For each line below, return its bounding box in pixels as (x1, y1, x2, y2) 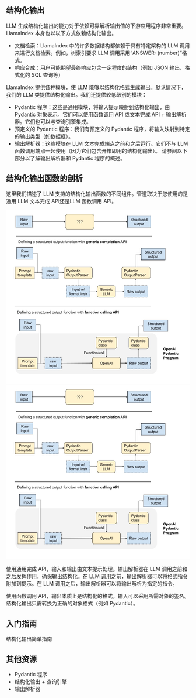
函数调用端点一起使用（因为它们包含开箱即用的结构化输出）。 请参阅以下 (14, 147, 188, 154)
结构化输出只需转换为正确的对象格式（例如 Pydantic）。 (6, 600, 139, 607)
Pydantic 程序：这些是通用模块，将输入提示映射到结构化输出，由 (14, 103, 170, 110)
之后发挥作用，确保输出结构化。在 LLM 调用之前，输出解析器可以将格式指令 (6, 573, 188, 580)
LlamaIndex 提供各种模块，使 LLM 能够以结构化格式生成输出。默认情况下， (6, 84, 187, 91)
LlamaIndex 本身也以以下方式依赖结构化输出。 (6, 29, 117, 36)
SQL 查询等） (31, 71, 64, 78)
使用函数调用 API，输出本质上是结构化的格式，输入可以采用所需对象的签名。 (6, 593, 190, 600)
